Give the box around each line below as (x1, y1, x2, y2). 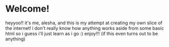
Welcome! (5, 3, 50, 15)
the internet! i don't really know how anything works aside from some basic (5, 25, 164, 31)
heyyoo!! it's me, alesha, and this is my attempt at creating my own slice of (5, 20, 163, 26)
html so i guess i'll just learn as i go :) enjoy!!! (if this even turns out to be (5, 30, 158, 36)
